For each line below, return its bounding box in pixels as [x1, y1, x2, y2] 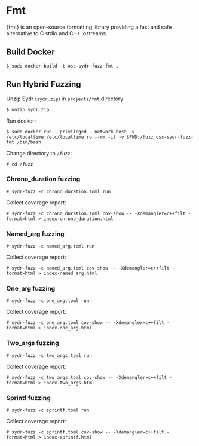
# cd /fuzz [6, 161, 33, 167]
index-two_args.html [44, 380, 95, 386]
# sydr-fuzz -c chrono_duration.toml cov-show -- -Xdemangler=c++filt [6, 210, 186, 216]
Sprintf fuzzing [6, 393, 51, 402]
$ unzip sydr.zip [6, 106, 50, 112]
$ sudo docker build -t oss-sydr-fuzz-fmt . [6, 63, 119, 69]
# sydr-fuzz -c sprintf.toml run [6, 407, 90, 413]
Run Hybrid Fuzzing [6, 79, 82, 90]
